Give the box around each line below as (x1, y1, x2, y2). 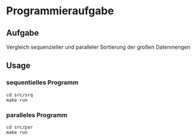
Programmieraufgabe (6, 4, 114, 18)
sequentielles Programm (6, 78, 79, 87)
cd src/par (6, 124, 33, 130)
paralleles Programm (6, 111, 68, 119)
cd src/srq (6, 92, 33, 98)
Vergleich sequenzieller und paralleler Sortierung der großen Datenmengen (6, 43, 191, 50)
